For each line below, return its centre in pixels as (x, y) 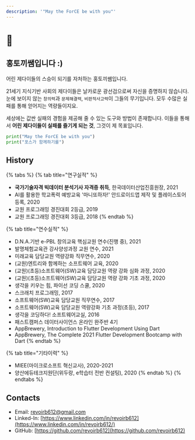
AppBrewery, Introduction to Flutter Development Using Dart (87, 329)
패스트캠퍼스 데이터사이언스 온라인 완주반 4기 (66, 322)
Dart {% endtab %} (38, 341)
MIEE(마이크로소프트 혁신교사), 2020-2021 (64, 366)
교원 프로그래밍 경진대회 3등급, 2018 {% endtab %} (74, 216)
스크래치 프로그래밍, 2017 (43, 293)
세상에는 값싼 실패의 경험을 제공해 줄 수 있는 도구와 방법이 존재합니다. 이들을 (93, 118)
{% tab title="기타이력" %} (37, 353)
